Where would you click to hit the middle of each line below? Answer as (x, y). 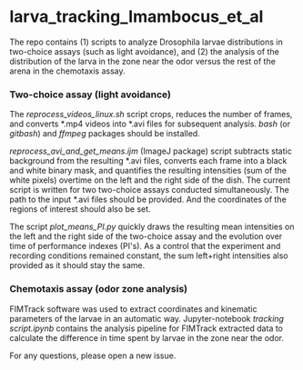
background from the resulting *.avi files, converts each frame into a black (148, 161)
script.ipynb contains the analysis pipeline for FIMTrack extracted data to (146, 328)
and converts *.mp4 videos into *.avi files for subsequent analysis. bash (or (150, 124)
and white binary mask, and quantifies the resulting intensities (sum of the (148, 171)
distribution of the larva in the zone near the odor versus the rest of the (142, 61)
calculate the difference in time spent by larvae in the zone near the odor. (147, 337)
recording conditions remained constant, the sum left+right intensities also (149, 255)
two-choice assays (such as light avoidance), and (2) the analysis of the (144, 51)
